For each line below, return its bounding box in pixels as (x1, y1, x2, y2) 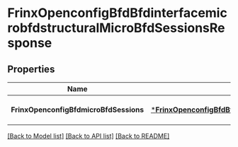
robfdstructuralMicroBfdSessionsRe (7, 20, 225, 36)
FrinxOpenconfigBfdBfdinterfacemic (7, 5, 228, 21)
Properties (7, 63, 55, 75)
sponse (7, 35, 52, 51)
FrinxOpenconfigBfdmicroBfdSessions (11, 105, 144, 114)
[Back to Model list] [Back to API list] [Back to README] (7, 132, 170, 140)
